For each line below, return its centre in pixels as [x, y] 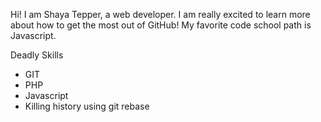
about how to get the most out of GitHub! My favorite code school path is [161, 25]
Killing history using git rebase [87, 106]
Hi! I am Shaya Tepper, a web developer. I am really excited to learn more [160, 14]
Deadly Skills [37, 55]
